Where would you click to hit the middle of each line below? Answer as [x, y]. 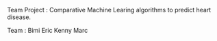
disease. [19, 17]
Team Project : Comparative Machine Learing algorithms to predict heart [109, 10]
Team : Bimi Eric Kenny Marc [48, 30]
